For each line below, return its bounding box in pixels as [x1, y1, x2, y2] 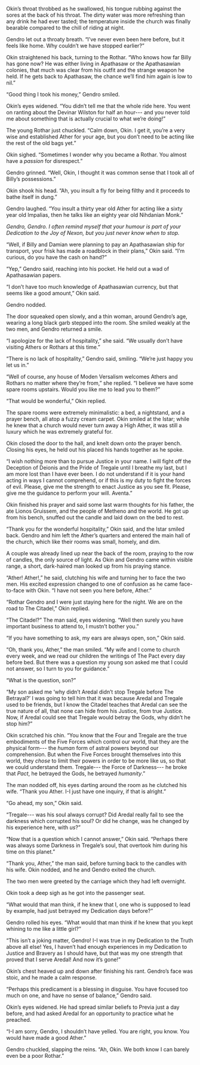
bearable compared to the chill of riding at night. [6, 24, 125, 31]
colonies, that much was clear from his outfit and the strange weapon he [6, 66, 185, 74]
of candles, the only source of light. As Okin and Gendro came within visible [6, 556, 193, 563]
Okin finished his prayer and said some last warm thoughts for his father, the [6, 501, 194, 508]
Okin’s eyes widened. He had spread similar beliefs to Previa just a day [6, 1003, 180, 1010]
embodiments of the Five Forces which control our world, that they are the [6, 738, 189, 745]
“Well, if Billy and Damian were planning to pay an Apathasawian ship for [6, 241, 185, 248]
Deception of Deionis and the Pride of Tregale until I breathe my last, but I [6, 464, 187, 471]
